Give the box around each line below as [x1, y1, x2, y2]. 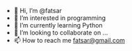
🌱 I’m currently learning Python [13, 21, 103, 29]
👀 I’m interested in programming [13, 14, 106, 22]
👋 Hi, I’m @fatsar [13, 7, 63, 14]
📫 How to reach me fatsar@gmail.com [13, 37, 125, 44]
